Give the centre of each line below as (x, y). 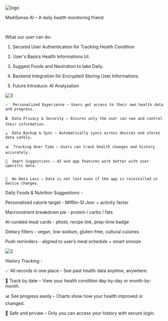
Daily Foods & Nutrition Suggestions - (44, 193)
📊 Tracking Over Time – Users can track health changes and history (80, 147)
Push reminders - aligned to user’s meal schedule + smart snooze (73, 241)
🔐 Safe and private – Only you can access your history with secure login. (80, 313)
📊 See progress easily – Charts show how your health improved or (74, 296)
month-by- (140, 281)
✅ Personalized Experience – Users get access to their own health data (85, 105)
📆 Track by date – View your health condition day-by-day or (67, 281)
